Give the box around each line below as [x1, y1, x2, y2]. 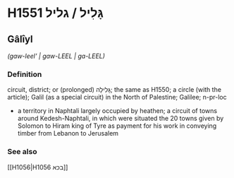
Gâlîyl [7, 33, 33, 45]
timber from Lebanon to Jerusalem [17, 129, 118, 138]
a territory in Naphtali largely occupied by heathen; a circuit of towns [17, 107, 217, 115]
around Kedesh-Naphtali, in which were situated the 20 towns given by [17, 114, 224, 123]
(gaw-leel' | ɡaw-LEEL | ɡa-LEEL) [7, 52, 106, 60]
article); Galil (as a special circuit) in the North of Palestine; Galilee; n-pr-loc [7, 93, 227, 102]
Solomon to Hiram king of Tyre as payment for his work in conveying [17, 121, 217, 130]
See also [7, 147, 37, 157]
